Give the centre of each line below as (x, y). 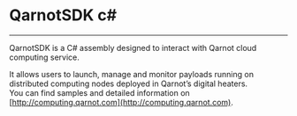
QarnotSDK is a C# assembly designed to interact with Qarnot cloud (133, 47)
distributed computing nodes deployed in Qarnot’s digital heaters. (129, 83)
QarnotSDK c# (63, 15)
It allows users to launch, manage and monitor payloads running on (132, 74)
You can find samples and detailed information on (99, 92)
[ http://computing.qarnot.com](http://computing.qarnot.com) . (122, 102)
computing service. (44, 57)
